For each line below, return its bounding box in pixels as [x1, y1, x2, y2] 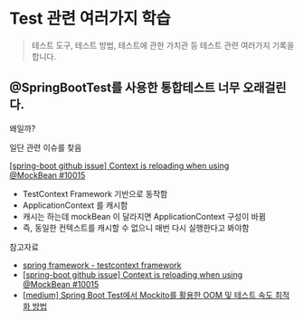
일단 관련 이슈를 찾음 [9, 142, 82, 153]
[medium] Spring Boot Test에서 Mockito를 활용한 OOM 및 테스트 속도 [22, 289, 273, 300]
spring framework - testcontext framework [22, 259, 183, 270]
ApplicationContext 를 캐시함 [22, 200, 128, 211]
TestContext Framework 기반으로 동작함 [22, 188, 168, 199]
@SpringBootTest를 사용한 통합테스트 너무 [9, 80, 241, 96]
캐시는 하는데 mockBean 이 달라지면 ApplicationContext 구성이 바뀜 [22, 211, 267, 221]
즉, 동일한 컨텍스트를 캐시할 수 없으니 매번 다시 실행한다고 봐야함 [22, 222, 250, 233]
